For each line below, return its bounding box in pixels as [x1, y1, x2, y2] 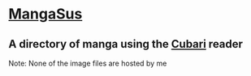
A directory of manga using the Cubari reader [8, 37, 244, 51]
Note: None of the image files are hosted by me [8, 58, 167, 68]
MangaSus [8, 5, 83, 23]
